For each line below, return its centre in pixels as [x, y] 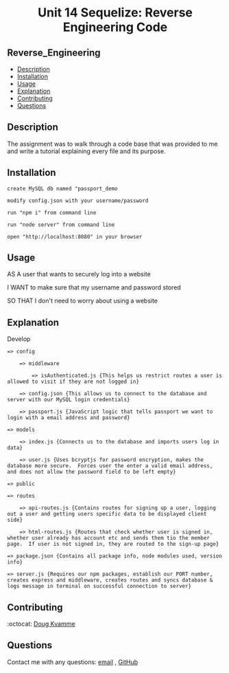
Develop [19, 339]
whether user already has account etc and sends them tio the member [109, 538]
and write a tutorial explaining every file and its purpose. [86, 151]
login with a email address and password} [69, 418]
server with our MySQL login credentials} [69, 400]
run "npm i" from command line [52, 212]
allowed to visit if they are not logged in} [73, 382]
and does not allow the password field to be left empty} [92, 472]
